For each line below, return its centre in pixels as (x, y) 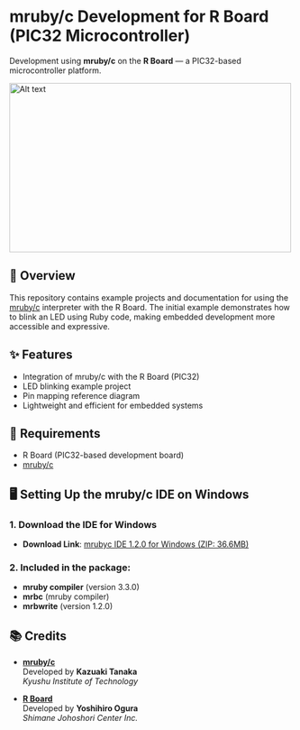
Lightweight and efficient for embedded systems (113, 405)
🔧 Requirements (55, 434)
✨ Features (41, 355)
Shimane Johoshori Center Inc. (80, 718)
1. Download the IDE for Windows (83, 524)
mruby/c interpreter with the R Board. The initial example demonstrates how (150, 307)
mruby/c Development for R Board (139, 17)
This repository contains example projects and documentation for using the (149, 297)
